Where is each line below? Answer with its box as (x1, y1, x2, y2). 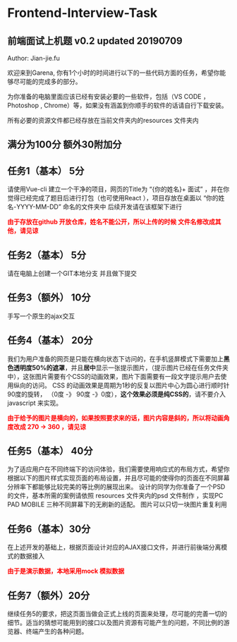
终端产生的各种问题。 (25, 627, 88, 636)
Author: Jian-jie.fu (7, 54, 60, 62)
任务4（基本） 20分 (7, 334, 93, 346)
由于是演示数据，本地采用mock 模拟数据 (7, 567, 125, 576)
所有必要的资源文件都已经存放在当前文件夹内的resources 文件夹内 (7, 116, 199, 124)
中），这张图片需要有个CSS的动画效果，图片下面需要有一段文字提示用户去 (7, 372, 221, 380)
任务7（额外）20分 (7, 589, 90, 601)
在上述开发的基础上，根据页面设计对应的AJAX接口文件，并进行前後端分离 (7, 543, 221, 552)
